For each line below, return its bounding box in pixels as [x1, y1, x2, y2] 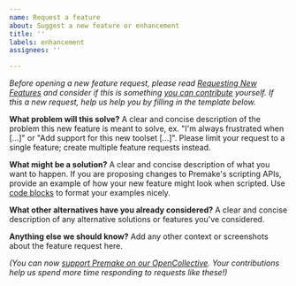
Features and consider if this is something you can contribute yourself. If [9, 88, 274, 98]
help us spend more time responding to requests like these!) [9, 267, 228, 278]
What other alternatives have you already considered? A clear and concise [9, 205, 288, 215]
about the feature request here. [9, 241, 124, 251]
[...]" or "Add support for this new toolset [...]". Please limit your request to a [9, 133, 285, 143]
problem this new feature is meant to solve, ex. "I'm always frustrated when [9, 123, 285, 134]
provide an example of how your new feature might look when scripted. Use [9, 178, 285, 189]
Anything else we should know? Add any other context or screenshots [9, 231, 269, 242]
